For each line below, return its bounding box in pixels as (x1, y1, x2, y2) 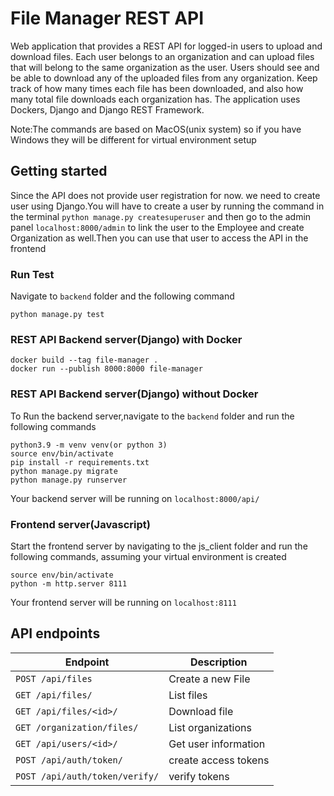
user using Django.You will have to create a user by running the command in (10, 200, 325, 212)
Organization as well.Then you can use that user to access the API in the (10, 232, 309, 244)
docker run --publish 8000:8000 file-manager (10, 364, 203, 374)
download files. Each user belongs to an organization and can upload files (10, 50, 315, 62)
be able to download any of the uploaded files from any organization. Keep (10, 72, 318, 84)
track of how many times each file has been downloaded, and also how (10, 82, 304, 94)
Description (190, 655, 248, 669)
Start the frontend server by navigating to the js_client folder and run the (10, 540, 308, 552)
